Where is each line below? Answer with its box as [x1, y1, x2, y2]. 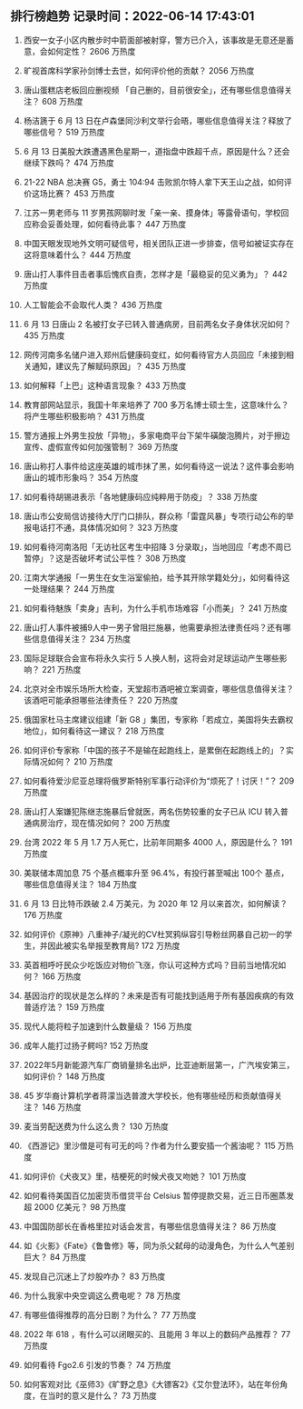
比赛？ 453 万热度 [47, 187, 115, 198]
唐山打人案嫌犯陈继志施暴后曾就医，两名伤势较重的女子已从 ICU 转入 [23, 805, 281, 816]
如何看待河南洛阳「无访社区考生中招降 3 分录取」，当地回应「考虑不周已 [23, 541, 292, 552]
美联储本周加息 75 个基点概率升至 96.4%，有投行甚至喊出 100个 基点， [23, 867, 289, 878]
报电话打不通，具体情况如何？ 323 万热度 [23, 522, 179, 533]
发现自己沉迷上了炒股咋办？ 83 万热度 [23, 1271, 166, 1282]
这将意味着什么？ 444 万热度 [23, 249, 132, 260]
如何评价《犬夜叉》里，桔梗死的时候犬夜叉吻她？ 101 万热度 [23, 1171, 247, 1182]
